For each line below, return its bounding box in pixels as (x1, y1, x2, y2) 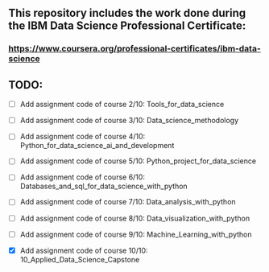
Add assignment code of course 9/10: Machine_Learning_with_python (19, 229, 252, 239)
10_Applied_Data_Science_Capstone (19, 254, 140, 264)
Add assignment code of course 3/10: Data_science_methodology (19, 116, 239, 126)
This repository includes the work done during (8, 6, 246, 20)
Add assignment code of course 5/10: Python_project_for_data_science (19, 156, 256, 166)
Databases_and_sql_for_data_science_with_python (19, 181, 188, 192)
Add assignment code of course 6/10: (19, 172, 145, 182)
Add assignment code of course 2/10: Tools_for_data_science (19, 100, 225, 109)
